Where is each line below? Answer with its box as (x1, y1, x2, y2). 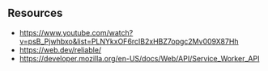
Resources (7, 6, 63, 20)
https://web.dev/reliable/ (19, 44, 102, 55)
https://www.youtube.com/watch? (19, 27, 134, 37)
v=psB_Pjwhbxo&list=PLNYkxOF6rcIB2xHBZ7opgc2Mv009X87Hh (19, 36, 240, 46)
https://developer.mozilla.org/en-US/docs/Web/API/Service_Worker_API (19, 53, 260, 63)
